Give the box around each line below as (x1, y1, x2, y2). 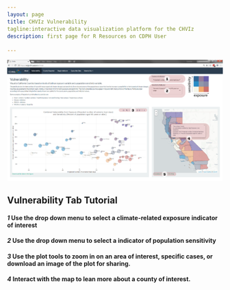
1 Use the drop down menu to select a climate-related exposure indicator (7, 213, 218, 222)
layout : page (7, 11, 44, 18)
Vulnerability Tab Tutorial (7, 195, 118, 207)
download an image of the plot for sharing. (7, 259, 131, 267)
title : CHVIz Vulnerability (7, 18, 88, 25)
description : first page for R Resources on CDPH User (7, 33, 167, 40)
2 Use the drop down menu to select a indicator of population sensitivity (7, 237, 217, 245)
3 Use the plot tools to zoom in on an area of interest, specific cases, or (7, 252, 214, 260)
